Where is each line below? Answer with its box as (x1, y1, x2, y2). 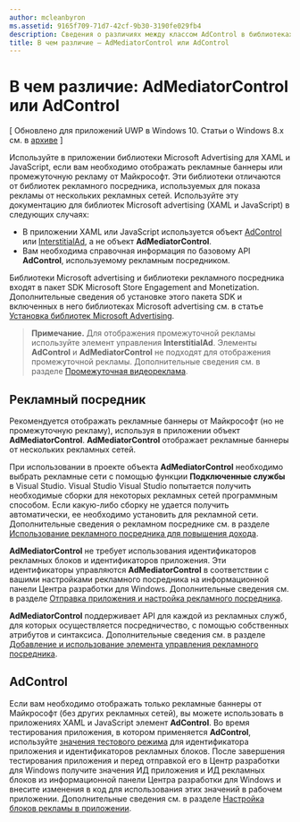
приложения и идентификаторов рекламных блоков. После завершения (9, 745, 286, 757)
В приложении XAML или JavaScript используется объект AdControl (21, 227, 283, 237)
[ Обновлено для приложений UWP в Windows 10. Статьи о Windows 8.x (9, 125, 284, 136)
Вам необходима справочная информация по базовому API (21, 245, 251, 256)
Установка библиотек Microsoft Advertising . (9, 311, 175, 321)
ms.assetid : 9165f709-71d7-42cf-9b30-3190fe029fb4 (9, 21, 202, 30)
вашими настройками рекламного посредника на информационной (9, 574, 270, 585)
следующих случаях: (9, 210, 89, 220)
